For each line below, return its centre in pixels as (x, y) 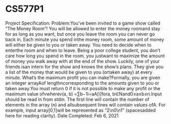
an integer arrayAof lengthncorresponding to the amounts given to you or (82, 83)
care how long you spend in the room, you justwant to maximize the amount (85, 56)
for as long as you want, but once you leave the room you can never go (80, 34)
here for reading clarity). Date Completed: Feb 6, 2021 (62, 115)
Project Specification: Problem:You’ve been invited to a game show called (83, 23)
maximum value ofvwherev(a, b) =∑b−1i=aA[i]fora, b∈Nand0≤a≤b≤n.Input (84, 94)
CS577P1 (25, 9)
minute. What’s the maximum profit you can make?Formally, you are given (83, 77)
